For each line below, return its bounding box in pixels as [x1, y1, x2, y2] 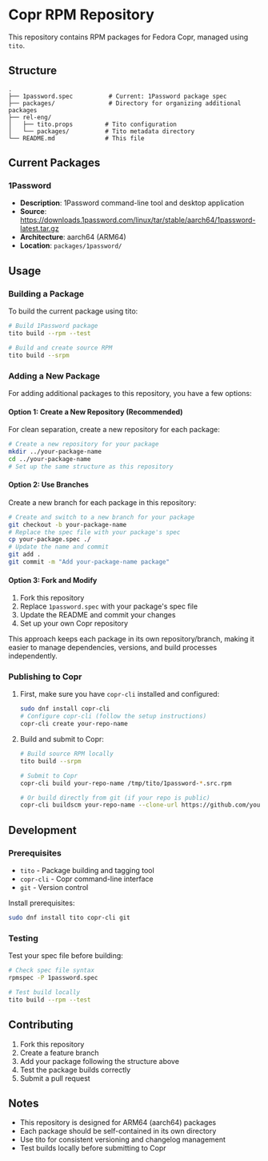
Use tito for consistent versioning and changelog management [19, 1135, 226, 1144]
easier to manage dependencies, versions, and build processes [8, 643, 218, 653]
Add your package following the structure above [19, 1056, 180, 1066]
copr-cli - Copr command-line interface [19, 874, 154, 884]
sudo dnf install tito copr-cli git [8, 914, 130, 922]
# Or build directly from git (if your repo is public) [19, 794, 210, 802]
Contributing [8, 1018, 74, 1032]
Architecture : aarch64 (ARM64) [19, 233, 126, 242]
